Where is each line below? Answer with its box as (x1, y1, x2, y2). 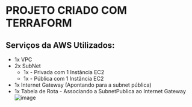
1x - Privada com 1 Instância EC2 (23, 69, 105, 75)
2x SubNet (14, 62, 42, 69)
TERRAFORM (5, 16, 72, 30)
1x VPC (14, 56, 33, 63)
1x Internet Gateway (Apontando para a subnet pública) (14, 81, 152, 88)
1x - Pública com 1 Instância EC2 (23, 75, 104, 82)
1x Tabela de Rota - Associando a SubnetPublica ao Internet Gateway (14, 88, 186, 94)
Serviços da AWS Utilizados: (5, 40, 115, 50)
